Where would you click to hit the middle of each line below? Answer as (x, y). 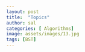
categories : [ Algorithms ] (40, 28)
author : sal (21, 23)
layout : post (23, 12)
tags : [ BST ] (21, 39)
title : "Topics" (28, 17)
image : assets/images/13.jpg (43, 34)
